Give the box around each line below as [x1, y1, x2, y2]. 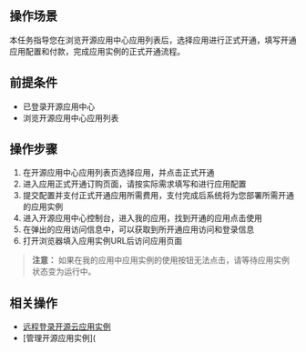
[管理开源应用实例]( [22, 333, 97, 344]
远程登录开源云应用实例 [22, 321, 111, 332]
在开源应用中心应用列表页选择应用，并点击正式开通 [22, 167, 215, 178]
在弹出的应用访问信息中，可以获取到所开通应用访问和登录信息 [22, 224, 255, 235]
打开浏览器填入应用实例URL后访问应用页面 [22, 236, 183, 246]
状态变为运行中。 [31, 267, 97, 277]
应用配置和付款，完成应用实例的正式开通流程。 [9, 45, 185, 56]
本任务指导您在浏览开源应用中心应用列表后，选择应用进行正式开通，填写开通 [9, 35, 297, 45]
